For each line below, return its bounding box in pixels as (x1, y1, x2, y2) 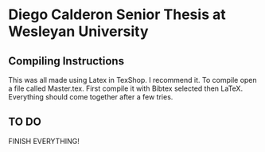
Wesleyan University (8, 22, 149, 41)
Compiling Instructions (8, 54, 125, 68)
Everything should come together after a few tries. (8, 92, 173, 101)
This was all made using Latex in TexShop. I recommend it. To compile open (8, 76, 257, 84)
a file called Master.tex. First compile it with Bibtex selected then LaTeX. (8, 84, 244, 93)
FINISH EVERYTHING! (8, 136, 80, 146)
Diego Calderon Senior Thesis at (8, 6, 226, 24)
